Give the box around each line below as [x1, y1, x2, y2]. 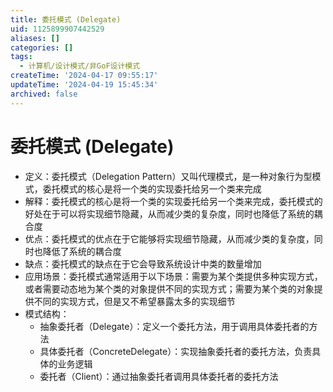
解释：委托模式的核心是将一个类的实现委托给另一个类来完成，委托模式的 [24, 195, 323, 207]
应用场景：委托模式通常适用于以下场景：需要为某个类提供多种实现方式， [24, 270, 323, 282]
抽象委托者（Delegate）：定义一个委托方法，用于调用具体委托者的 [39, 320, 310, 332]
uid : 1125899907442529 [10, 24, 105, 34]
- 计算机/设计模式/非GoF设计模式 [19, 61, 141, 71]
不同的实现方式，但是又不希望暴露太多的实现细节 [33, 295, 236, 307]
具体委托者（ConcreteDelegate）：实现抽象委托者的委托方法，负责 [39, 345, 313, 357]
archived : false [10, 89, 78, 99]
